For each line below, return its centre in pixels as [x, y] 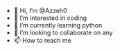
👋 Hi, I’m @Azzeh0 [40, 11]
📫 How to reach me [42, 40]
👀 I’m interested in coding [50, 18]
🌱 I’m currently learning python [58, 25]
